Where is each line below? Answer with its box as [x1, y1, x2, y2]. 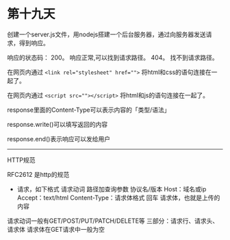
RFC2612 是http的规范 [7, 170, 70, 178]
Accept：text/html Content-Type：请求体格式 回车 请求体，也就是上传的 [16, 193, 220, 202]
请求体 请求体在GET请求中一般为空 [7, 225, 105, 233]
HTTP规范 [7, 156, 36, 164]
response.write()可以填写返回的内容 [7, 120, 108, 128]
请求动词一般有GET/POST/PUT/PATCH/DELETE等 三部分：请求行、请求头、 [7, 217, 219, 225]
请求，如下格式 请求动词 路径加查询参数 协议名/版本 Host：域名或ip [16, 184, 207, 193]
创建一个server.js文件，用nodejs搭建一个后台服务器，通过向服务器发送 [7, 30, 207, 38]
